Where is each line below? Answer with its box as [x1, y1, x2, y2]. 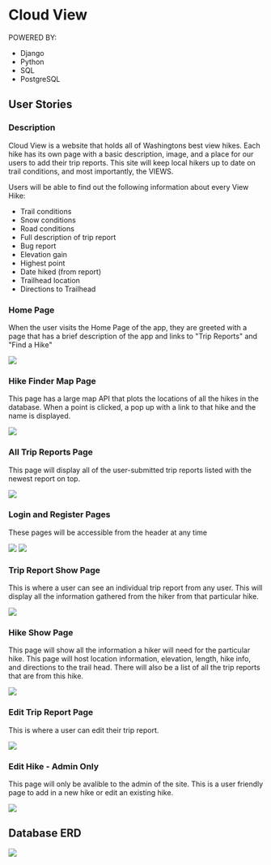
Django [19, 48, 44, 58]
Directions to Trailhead [19, 284, 96, 294]
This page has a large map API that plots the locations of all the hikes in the [8, 394, 259, 403]
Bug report [19, 241, 57, 251]
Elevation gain [19, 249, 67, 259]
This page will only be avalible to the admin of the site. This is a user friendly [8, 779, 264, 789]
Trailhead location [19, 275, 81, 285]
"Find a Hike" [8, 339, 53, 350]
